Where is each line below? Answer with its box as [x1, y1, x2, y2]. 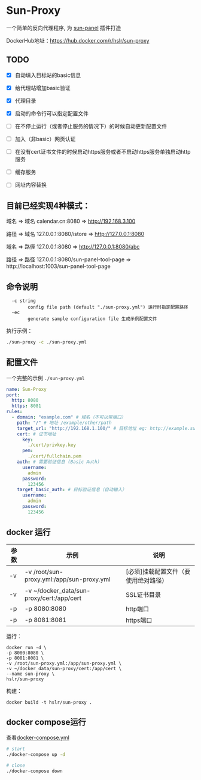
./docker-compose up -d [6, 752, 66, 758]
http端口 [125, 605, 150, 613]
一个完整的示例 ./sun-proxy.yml [6, 374, 85, 381]
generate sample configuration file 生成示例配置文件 [28, 316, 157, 322]
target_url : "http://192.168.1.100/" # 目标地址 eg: [17, 425, 148, 431]
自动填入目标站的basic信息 [14, 71, 81, 79]
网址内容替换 [14, 181, 47, 189]
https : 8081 [11, 403, 42, 409]
